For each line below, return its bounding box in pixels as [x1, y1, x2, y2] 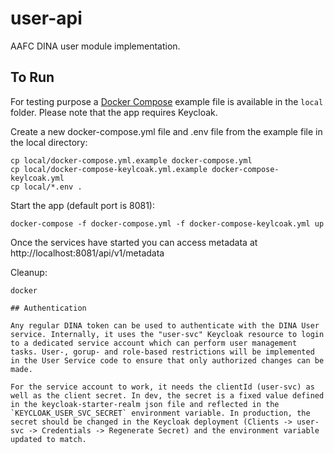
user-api [10, 7, 83, 30]
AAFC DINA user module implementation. [10, 40, 181, 52]
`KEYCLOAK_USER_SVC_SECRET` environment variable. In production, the [10, 408, 311, 418]
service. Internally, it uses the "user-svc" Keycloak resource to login [10, 329, 325, 339]
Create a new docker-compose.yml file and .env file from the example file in [10, 125, 323, 137]
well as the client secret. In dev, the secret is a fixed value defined [10, 390, 325, 401]
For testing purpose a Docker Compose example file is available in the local [10, 95, 324, 107]
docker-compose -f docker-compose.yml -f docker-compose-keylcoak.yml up [10, 218, 325, 229]
